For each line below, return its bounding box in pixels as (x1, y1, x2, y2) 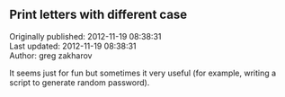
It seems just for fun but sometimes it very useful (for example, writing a (9, 67, 277, 78)
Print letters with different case (9, 7, 188, 22)
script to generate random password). (9, 76, 150, 88)
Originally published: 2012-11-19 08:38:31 (9, 31, 162, 41)
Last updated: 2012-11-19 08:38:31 (9, 40, 137, 51)
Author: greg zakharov (9, 49, 93, 61)
